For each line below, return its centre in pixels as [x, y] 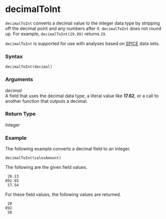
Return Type [20, 114]
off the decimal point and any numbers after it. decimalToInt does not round [83, 28]
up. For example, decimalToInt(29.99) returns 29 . [56, 34]
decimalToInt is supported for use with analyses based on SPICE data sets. [82, 43]
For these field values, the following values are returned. [63, 194]
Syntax [14, 56]
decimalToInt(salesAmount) [33, 158]
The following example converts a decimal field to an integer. [68, 149]
